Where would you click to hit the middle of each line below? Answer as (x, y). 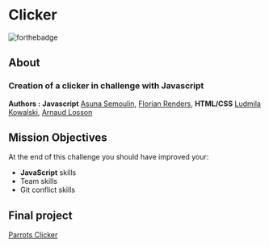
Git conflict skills (47, 190)
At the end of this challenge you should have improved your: (109, 157)
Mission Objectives (58, 138)
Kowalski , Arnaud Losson (50, 112)
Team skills (39, 181)
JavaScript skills (48, 172)
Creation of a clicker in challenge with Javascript (106, 86)
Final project (40, 215)
